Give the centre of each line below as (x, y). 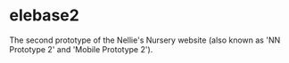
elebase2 (45, 16)
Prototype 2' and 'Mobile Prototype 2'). (81, 49)
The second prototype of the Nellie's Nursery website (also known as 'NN (145, 40)
